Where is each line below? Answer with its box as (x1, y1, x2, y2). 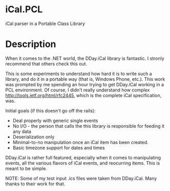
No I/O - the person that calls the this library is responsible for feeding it (12, 123, 165, 129)
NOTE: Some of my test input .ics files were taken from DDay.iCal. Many (5, 175, 157, 181)
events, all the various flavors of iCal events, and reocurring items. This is (5, 160, 160, 166)
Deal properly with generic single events (12, 117, 98, 124)
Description (5, 38, 56, 50)
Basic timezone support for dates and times (12, 145, 105, 151)
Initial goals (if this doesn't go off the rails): (5, 107, 96, 113)
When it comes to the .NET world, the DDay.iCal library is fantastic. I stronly (5, 55, 165, 61)
